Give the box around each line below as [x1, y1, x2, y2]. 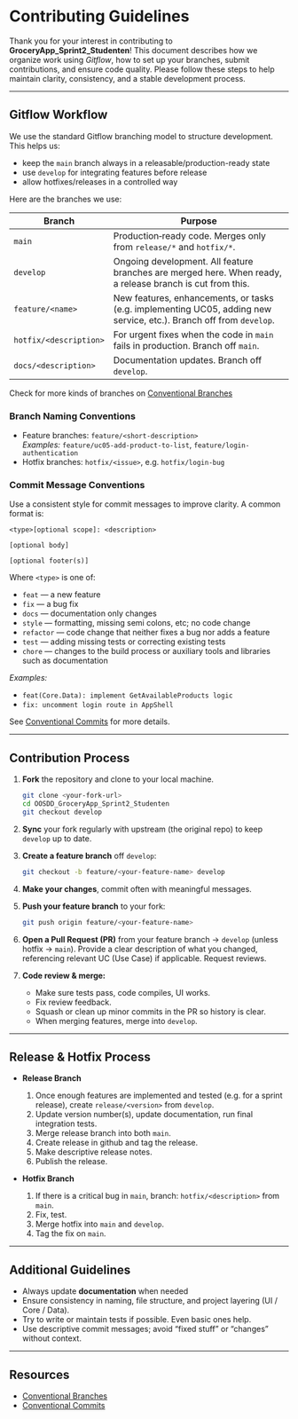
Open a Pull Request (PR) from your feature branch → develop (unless [21, 934, 278, 944]
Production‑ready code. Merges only [113, 229, 266, 241]
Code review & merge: [21, 970, 106, 981]
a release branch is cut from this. [113, 277, 250, 289]
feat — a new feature [21, 589, 101, 600]
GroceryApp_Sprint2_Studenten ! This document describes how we [9, 44, 258, 55]
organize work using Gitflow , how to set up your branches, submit [9, 54, 250, 65]
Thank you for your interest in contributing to [9, 35, 173, 46]
